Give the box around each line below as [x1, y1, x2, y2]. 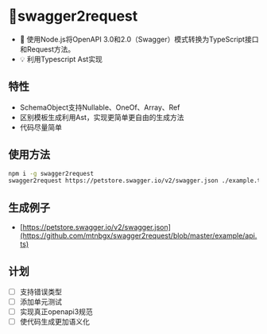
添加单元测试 [19, 297, 62, 306]
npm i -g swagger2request [8, 169, 94, 177]
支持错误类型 [19, 286, 62, 297]
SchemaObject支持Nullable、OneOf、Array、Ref [19, 103, 180, 112]
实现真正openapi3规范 [19, 307, 93, 317]
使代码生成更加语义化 [19, 317, 90, 327]
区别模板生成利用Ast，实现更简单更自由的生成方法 [19, 112, 184, 122]
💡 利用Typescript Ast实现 [19, 54, 103, 64]
